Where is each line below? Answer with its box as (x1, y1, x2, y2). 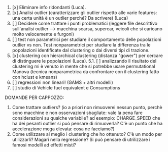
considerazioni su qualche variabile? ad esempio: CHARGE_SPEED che (12, 115, 160, 121)
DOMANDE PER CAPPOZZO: (5, 94, 64, 100)
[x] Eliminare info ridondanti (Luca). (12, 5, 86, 10)
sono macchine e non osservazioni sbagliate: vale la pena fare (12, 110, 143, 116)
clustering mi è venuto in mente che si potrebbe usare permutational (12, 63, 155, 69)
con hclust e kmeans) (12, 74, 58, 80)
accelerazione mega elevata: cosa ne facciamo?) (12, 126, 115, 132)
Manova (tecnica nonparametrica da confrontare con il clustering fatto (12, 69, 159, 75)
